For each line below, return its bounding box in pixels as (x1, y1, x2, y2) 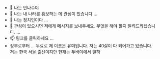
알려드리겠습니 (127, 23, 156, 29)
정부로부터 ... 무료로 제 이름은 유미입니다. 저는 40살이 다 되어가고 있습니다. (9, 43, 153, 48)
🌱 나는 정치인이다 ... (9, 17, 48, 22)
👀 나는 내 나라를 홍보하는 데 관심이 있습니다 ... (9, 11, 98, 17)
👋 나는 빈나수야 (9, 5, 39, 10)
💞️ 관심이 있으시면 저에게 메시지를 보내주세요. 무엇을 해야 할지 (9, 23, 127, 29)
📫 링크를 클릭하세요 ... (9, 35, 54, 41)
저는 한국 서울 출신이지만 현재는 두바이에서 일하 (9, 49, 101, 55)
